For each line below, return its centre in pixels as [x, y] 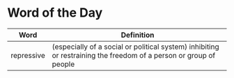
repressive [28, 55]
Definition [138, 35]
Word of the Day [55, 13]
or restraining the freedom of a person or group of [134, 55]
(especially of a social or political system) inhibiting [135, 47]
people [63, 64]
